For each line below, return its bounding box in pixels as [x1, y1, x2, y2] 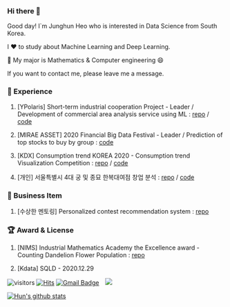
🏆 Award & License [7, 225, 74, 234]
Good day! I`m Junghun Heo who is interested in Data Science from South [7, 22, 218, 30]
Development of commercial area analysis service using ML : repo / [17, 110, 209, 118]
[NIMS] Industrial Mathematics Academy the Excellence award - [17, 243, 200, 252]
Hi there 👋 [7, 6, 41, 16]
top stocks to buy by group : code [17, 138, 114, 146]
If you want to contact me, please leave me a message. [7, 69, 164, 78]
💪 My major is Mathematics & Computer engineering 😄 [7, 56, 164, 64]
